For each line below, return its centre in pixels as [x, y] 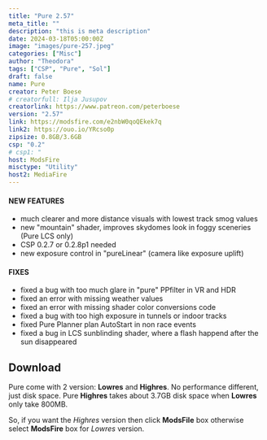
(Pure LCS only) [47, 236]
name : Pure [27, 84]
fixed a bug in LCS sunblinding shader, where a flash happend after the [139, 333]
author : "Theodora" [42, 62]
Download [35, 367]
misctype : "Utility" [44, 168]
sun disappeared [48, 342]
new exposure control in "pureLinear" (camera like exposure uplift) [132, 254]
